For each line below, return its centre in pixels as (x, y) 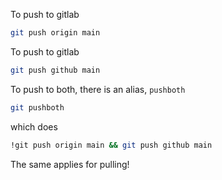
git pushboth (37, 107)
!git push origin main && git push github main (111, 145)
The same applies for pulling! (70, 164)
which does (34, 126)
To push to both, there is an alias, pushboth (98, 89)
